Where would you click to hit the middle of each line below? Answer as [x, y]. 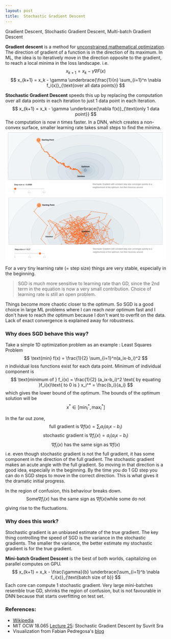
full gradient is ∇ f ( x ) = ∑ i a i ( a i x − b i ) [86, 427]
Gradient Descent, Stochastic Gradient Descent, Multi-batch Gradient [78, 31]
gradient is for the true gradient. [39, 549]
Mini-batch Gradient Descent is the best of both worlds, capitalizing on [81, 558]
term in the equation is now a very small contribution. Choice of [84, 289]
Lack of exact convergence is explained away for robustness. [70, 320]
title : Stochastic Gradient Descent [45, 16]
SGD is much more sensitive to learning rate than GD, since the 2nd [89, 283]
